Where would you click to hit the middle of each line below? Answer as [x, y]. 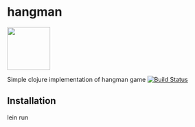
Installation [32, 101]
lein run [18, 117]
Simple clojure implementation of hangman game [77, 79]
